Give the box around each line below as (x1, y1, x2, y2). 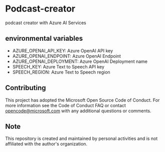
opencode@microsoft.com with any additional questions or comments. (5, 108, 151, 114)
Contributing (5, 84, 46, 92)
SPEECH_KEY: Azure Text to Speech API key (12, 63, 104, 69)
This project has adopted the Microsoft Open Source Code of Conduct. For (5, 97, 160, 103)
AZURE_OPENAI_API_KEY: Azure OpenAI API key (12, 47, 113, 53)
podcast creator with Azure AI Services (5, 20, 86, 26)
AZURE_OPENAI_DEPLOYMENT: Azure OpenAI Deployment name (12, 58, 148, 64)
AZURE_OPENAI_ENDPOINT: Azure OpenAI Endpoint (12, 53, 121, 59)
